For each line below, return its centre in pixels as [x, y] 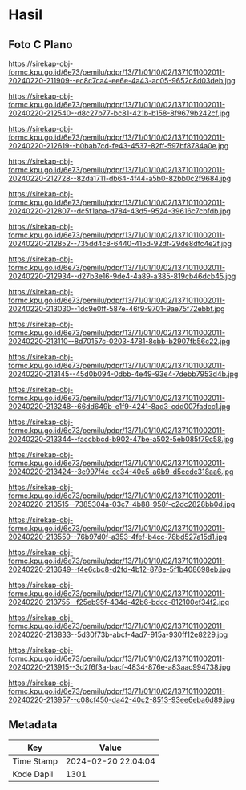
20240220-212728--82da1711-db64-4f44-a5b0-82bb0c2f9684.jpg [120, 178]
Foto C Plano [40, 45]
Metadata [33, 725]
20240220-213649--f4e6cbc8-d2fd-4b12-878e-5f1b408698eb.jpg [119, 569]
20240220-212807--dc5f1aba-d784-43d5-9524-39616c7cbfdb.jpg [119, 211]
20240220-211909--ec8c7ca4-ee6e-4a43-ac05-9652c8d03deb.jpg [122, 81]
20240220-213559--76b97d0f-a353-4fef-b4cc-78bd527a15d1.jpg [118, 537]
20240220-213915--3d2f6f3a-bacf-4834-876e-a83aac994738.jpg [119, 667]
